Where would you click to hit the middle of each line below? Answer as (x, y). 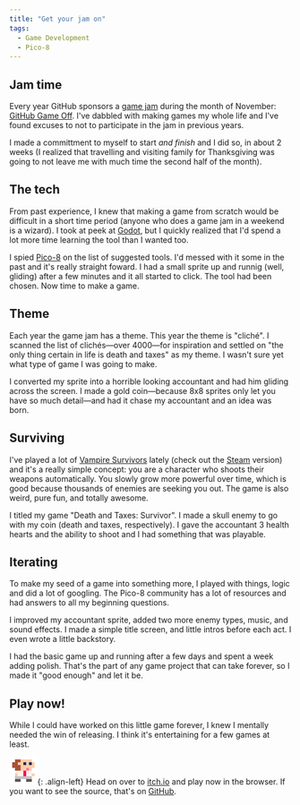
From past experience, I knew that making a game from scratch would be (144, 211)
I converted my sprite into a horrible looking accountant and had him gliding (149, 381)
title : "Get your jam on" (57, 19)
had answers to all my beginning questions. (90, 603)
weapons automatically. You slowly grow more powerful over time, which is (148, 478)
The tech (34, 189)
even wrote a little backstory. (63, 639)
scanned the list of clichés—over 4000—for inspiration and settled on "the (146, 345)
